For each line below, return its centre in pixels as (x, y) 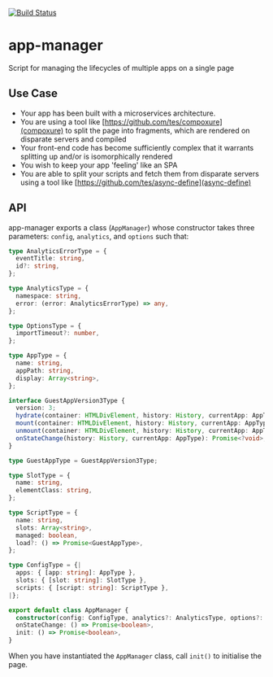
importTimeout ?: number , (58, 334)
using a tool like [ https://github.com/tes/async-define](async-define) (136, 182)
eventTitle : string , (50, 259)
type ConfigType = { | (45, 566)
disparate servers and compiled (74, 139)
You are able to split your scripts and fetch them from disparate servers (140, 173)
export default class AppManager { (69, 610)
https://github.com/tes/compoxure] (163, 121)
